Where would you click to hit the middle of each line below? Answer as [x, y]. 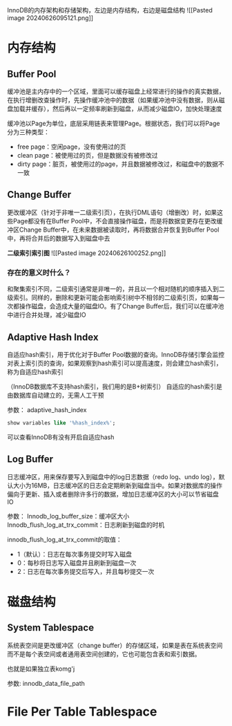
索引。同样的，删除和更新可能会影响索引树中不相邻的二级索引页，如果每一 [119, 298]
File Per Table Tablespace [82, 711]
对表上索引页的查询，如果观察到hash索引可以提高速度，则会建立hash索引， [115, 363]
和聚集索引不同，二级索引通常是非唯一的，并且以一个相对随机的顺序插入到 [113, 289]
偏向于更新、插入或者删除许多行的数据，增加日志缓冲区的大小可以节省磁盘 [113, 494]
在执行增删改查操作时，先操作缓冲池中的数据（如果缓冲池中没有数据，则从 [113, 100]
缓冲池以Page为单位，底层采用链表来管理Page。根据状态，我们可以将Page [114, 123]
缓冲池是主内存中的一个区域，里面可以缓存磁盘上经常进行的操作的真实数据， [116, 91]
